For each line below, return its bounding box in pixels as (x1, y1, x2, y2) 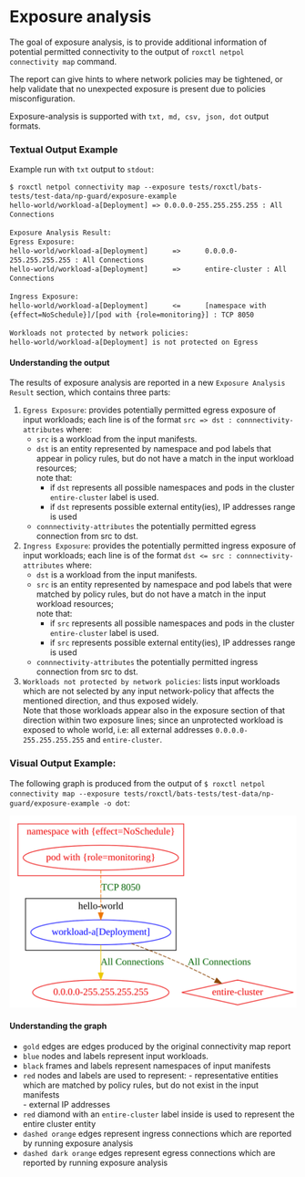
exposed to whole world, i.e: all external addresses (22, 724, 214, 735)
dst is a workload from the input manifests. (36, 569, 198, 580)
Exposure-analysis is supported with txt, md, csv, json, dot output (9, 110, 269, 121)
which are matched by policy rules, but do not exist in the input (22, 1079, 259, 1090)
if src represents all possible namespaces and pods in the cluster (49, 618, 295, 629)
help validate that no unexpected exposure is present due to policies (9, 83, 266, 94)
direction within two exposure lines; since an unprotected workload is (22, 714, 284, 726)
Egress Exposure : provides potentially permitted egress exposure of (22, 404, 276, 416)
